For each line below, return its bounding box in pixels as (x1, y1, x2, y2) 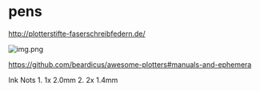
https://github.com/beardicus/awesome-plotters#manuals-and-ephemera (8, 59, 252, 69)
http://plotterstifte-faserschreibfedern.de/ (8, 29, 146, 38)
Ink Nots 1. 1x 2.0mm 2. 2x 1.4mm (8, 75, 118, 85)
